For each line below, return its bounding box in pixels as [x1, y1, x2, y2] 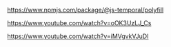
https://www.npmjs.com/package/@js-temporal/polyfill [7, 6, 164, 14]
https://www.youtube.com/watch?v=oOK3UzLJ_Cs [7, 19, 152, 27]
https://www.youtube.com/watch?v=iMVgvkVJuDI [7, 32, 149, 40]
